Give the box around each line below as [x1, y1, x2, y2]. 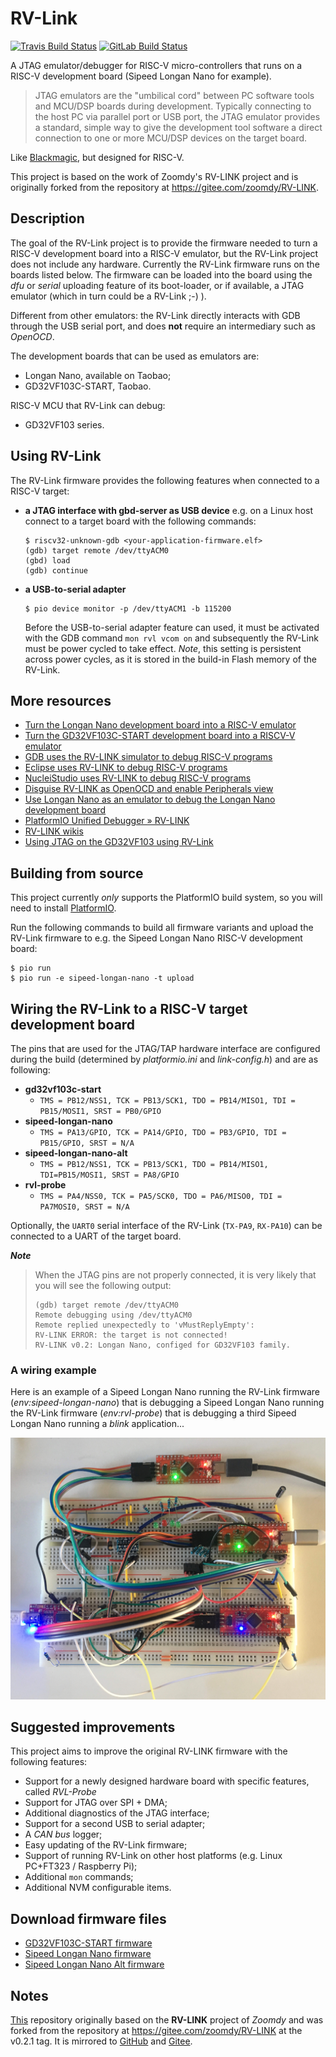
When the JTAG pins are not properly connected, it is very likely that [34, 1269, 317, 1281]
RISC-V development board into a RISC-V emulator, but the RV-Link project [10, 247, 319, 259]
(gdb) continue [24, 565, 89, 576]
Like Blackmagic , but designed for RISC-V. [10, 151, 185, 163]
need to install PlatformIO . [10, 902, 117, 914]
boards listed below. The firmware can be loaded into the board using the [10, 268, 313, 281]
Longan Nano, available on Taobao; [24, 369, 172, 381]
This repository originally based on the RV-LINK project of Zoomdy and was [10, 2014, 324, 2026]
